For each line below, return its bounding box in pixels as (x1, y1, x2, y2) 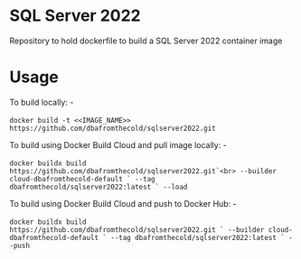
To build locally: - (9, 97, 74, 107)
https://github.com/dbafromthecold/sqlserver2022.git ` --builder (9, 225, 265, 235)
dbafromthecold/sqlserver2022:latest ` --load (9, 182, 188, 191)
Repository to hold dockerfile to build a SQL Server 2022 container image (9, 35, 283, 46)
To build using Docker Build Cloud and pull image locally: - (9, 139, 228, 150)
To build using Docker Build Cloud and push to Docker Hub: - (9, 198, 237, 208)
